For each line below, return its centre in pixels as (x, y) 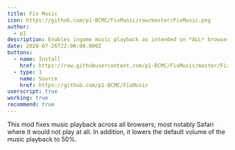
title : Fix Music (33, 14)
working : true (28, 98)
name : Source (39, 78)
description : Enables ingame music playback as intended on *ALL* (106, 40)
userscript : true (33, 91)
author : (19, 27)
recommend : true (31, 105)
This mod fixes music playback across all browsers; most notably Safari (111, 124)
